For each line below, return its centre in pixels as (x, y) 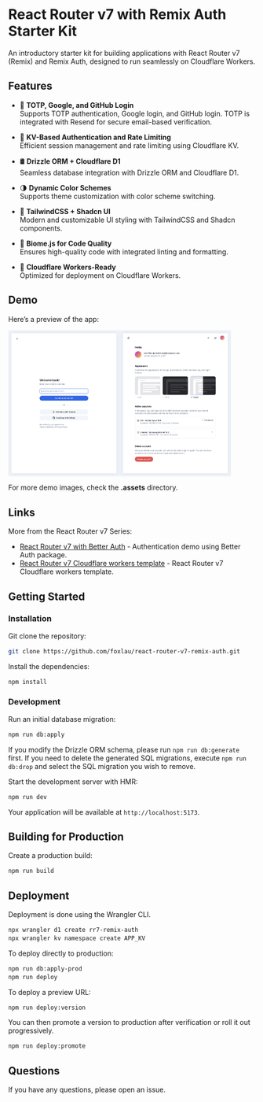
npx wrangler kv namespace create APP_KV (77, 938)
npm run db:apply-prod (45, 969)
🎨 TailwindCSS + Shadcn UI (65, 211)
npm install (27, 682)
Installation (30, 619)
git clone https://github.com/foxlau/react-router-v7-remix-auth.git (124, 651)
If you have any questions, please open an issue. (87, 1090)
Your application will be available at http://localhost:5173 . (104, 812)
